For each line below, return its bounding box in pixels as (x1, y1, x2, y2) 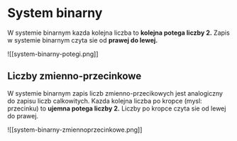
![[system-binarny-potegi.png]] (7, 50, 99, 58)
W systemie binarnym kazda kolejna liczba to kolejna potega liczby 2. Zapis (7, 28, 231, 37)
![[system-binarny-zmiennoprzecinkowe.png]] (7, 125, 143, 134)
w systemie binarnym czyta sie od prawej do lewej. (7, 35, 158, 44)
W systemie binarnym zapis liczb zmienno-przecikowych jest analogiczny (7, 89, 224, 97)
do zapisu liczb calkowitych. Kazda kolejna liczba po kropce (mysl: (7, 96, 202, 105)
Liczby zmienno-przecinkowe (7, 70, 142, 82)
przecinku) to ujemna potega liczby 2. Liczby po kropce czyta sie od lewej (7, 104, 226, 113)
